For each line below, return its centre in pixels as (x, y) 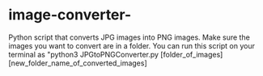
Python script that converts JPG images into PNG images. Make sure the (129, 37)
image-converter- (70, 15)
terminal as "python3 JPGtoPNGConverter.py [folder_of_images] (116, 54)
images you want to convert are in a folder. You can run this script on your (131, 45)
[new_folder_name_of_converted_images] (78, 63)
